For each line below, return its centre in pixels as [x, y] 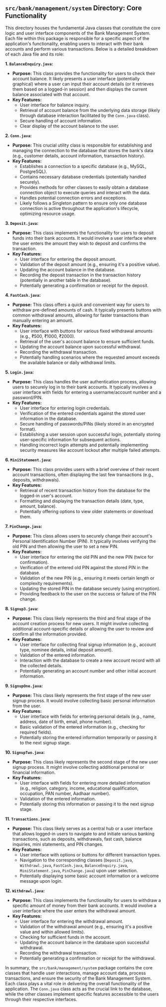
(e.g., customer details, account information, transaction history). [79, 156]
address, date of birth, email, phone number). [66, 721]
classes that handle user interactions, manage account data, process [76, 973]
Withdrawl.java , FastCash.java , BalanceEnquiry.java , [74, 865]
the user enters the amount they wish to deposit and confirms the [79, 243]
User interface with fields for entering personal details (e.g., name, [88, 716]
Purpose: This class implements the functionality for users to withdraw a [86, 900]
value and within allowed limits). [52, 932]
